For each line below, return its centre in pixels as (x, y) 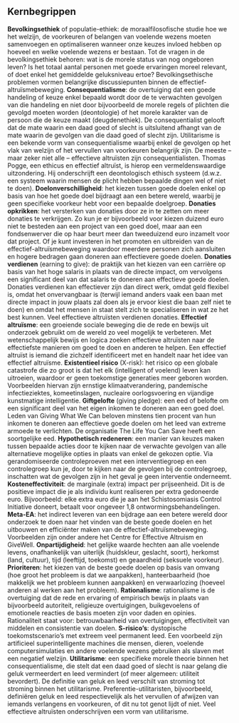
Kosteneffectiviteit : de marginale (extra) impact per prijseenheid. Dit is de (116, 484)
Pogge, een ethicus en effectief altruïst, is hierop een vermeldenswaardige (117, 165)
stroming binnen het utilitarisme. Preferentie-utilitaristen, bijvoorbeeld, (110, 689)
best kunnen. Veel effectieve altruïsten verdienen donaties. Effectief (107, 317)
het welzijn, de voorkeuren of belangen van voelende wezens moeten (109, 36)
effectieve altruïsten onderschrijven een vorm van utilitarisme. (98, 711)
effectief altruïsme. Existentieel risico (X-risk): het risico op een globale (113, 363)
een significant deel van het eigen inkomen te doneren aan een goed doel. (116, 408)
